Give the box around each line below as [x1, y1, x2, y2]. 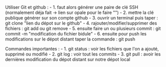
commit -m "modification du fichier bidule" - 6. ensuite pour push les [5, 31, 147, 36]
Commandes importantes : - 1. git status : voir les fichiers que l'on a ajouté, [5, 46, 159, 51]
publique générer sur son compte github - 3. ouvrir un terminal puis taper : [5, 15, 158, 20]
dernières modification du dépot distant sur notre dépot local [5, 56, 131, 62]
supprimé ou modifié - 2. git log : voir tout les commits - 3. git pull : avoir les [5, 51, 161, 57]
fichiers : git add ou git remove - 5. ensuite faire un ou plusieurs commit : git [5, 25, 161, 31]
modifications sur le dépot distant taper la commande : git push [5, 36, 136, 42]
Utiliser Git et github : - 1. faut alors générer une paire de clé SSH [5, 4, 139, 10]
